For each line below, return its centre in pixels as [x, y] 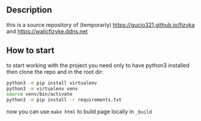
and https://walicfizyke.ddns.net [47, 31]
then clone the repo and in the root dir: [55, 71]
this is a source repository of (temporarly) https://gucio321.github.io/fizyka [100, 24]
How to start [30, 50]
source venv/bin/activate [39, 94]
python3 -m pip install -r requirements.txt [64, 100]
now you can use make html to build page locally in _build [79, 112]
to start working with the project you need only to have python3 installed [98, 65]
